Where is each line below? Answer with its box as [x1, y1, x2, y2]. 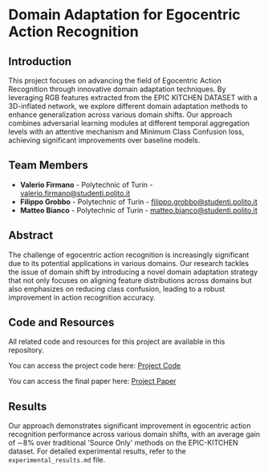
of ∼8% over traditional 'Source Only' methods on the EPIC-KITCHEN [8, 438, 238, 448]
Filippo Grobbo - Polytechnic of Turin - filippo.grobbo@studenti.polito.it [19, 196, 258, 206]
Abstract [8, 228, 54, 242]
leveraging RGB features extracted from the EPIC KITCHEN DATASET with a [8, 93, 258, 102]
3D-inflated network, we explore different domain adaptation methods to [8, 102, 249, 111]
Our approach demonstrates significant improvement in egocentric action [8, 421, 251, 430]
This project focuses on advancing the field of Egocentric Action [8, 76, 222, 85]
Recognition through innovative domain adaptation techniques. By [8, 84, 226, 94]
